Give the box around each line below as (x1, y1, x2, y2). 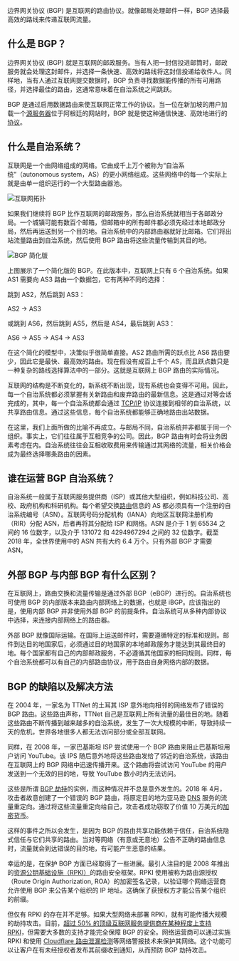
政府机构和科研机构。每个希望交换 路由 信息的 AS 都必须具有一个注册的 (19, 502, 225, 510)
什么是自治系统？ (7, 141, 83, 153)
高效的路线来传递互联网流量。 (7, 15, 95, 24)
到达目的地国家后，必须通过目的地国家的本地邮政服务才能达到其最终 (13, 640, 213, 648)
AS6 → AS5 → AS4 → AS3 (7, 333, 85, 342)
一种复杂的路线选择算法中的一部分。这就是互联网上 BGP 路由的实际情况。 (7, 365, 223, 374)
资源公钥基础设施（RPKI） (14, 868, 90, 877)
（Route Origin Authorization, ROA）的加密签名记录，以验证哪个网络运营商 (7, 877, 226, 885)
